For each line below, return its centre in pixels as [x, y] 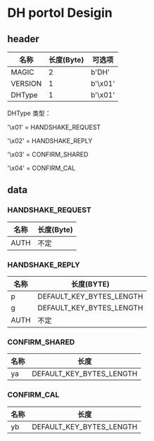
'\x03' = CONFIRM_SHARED [48, 154]
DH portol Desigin [60, 13]
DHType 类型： [29, 113]
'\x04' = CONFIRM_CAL [41, 168]
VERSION [26, 84]
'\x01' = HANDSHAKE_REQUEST [54, 127]
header [24, 39]
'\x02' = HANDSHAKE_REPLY [50, 141]
